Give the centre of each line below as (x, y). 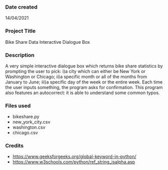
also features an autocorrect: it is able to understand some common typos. (82, 93)
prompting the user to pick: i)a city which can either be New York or (75, 71)
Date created (21, 7)
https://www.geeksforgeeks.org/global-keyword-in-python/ (74, 156)
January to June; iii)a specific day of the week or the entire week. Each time (84, 82)
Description (20, 55)
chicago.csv (25, 133)
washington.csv (29, 127)
